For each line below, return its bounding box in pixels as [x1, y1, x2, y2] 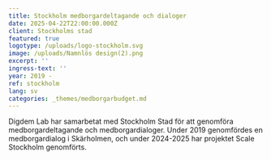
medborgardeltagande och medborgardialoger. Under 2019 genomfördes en [8, 125, 264, 135]
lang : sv [8, 86, 38, 95]
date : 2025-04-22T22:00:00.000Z [8, 19, 118, 27]
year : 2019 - [8, 72, 53, 80]
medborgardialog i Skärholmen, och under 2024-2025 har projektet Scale [8, 134, 255, 144]
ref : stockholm [8, 79, 60, 87]
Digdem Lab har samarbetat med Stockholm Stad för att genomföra [8, 116, 234, 126]
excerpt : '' [8, 57, 49, 65]
